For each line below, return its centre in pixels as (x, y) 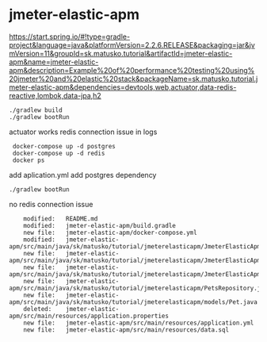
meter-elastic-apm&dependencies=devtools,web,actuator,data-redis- (123, 87)
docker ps (29, 160)
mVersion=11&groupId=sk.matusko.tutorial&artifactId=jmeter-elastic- (121, 53)
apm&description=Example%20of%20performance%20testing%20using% (132, 70)
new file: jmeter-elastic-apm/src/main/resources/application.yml (139, 323)
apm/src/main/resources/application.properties (89, 316)
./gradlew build (36, 110)
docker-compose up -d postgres (64, 146)
